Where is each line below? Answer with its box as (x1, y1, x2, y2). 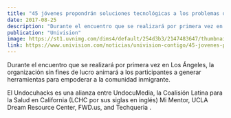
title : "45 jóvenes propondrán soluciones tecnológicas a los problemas (7, 10, 220, 17)
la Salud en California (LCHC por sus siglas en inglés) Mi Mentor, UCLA (7, 96, 208, 104)
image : (7, 36, 26, 43)
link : (7, 42, 23, 49)
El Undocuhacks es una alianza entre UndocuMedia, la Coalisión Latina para (7, 88, 223, 97)
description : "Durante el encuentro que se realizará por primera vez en (7, 23, 223, 29)
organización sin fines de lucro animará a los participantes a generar (7, 68, 201, 76)
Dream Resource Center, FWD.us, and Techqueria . (7, 104, 152, 111)
